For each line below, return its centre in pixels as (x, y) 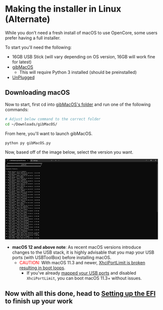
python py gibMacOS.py (28, 143)
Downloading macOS (38, 93)
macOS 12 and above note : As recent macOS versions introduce (77, 247)
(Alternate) (28, 19)
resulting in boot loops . (42, 268)
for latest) (22, 62)
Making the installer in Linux (63, 9)
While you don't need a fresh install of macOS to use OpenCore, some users (81, 33)
